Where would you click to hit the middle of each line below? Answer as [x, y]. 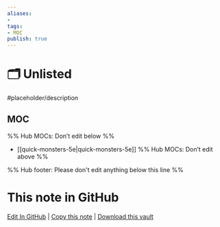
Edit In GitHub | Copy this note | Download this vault [81, 216]
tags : [15, 26]
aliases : [20, 13]
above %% [33, 156]
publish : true [27, 39]
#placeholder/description [43, 98]
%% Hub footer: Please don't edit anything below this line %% [95, 169]
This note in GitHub [63, 198]
